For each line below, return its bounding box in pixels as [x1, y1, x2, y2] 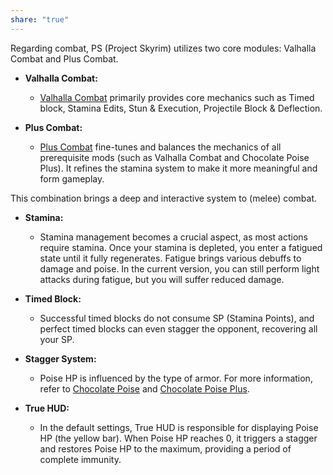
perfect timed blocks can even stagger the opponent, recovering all [39, 322, 318, 335]
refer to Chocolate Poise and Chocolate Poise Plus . [39, 382, 250, 395]
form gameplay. [39, 172, 105, 185]
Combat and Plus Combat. [10, 52, 119, 65]
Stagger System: [24, 352, 97, 365]
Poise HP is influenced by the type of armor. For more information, [39, 372, 313, 384]
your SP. [39, 333, 75, 345]
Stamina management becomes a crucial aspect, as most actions [39, 231, 309, 243]
